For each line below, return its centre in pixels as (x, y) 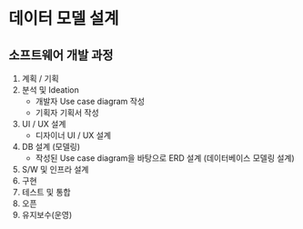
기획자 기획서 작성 (67, 113)
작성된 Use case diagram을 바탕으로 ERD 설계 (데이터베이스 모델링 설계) (165, 158)
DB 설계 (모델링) (51, 147)
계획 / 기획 (40, 79)
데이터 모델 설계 (64, 19)
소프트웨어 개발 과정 (61, 55)
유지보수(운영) (47, 215)
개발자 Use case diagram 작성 (90, 101)
